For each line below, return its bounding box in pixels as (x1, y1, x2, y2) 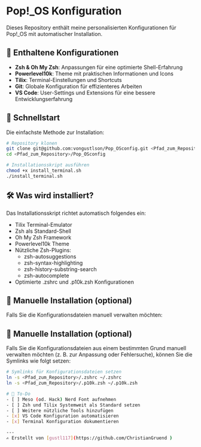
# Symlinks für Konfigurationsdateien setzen (6, 369, 121, 375)
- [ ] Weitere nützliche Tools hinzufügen (6, 408, 114, 413)
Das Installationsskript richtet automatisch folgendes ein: (6, 209, 147, 217)
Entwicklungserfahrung (14, 95, 73, 102)
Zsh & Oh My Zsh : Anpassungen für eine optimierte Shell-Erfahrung (14, 63, 183, 71)
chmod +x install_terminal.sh (6, 168, 82, 174)
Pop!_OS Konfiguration (6, 4, 122, 18)
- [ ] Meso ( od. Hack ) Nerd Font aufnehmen (6, 396, 117, 402)
